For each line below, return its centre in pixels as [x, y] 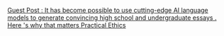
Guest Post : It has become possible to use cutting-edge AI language [108, 10]
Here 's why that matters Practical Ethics [67, 25]
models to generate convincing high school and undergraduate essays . [112, 18]
